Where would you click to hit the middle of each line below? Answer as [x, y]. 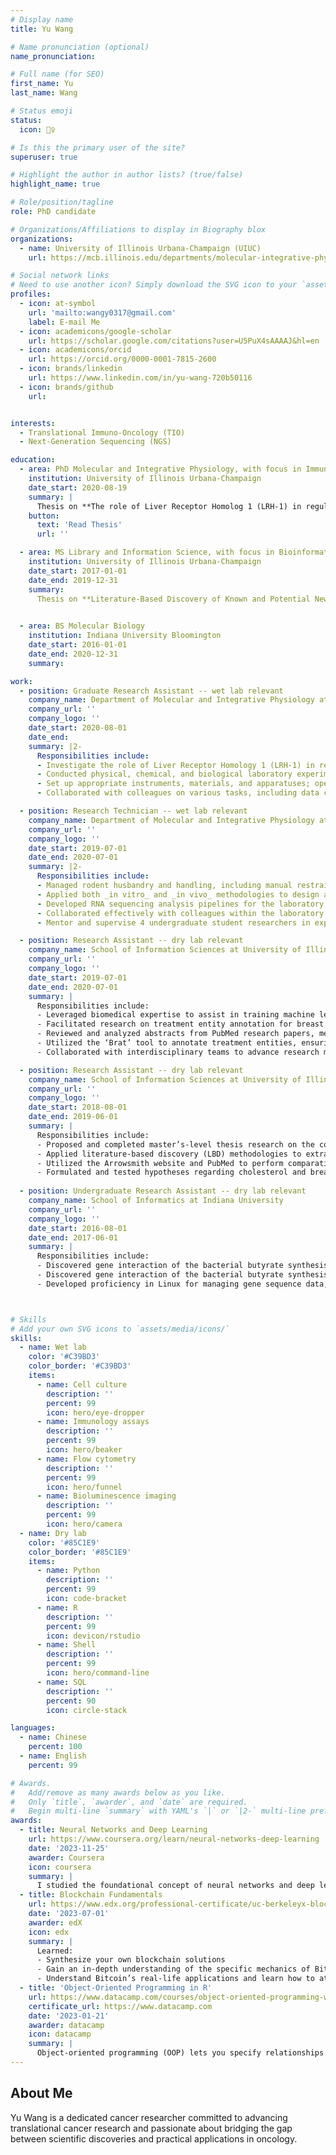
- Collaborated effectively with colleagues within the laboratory [180, 913]
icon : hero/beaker [84, 1450]
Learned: [55, 1951]
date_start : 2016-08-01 [78, 1228]
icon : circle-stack [87, 1710]
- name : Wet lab [53, 1347]
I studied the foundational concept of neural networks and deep [175, 1886]
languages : [33, 1728]
